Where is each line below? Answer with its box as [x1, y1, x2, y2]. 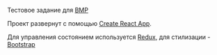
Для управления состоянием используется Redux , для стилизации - [7, 33, 211, 41]
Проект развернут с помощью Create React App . [7, 19, 152, 27]
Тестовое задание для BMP [7, 6, 89, 14]
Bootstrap [7, 40, 36, 48]
